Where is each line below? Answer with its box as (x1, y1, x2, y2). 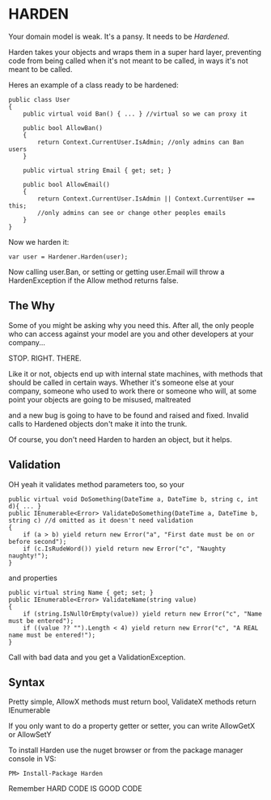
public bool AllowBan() (23, 124, 104, 132)
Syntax (8, 676, 45, 689)
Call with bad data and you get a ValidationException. (8, 652, 186, 662)
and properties (8, 573, 58, 583)
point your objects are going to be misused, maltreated (8, 394, 192, 404)
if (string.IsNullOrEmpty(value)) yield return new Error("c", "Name (23, 609, 263, 618)
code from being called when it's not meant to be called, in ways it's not (8, 56, 248, 65)
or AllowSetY (8, 730, 52, 739)
